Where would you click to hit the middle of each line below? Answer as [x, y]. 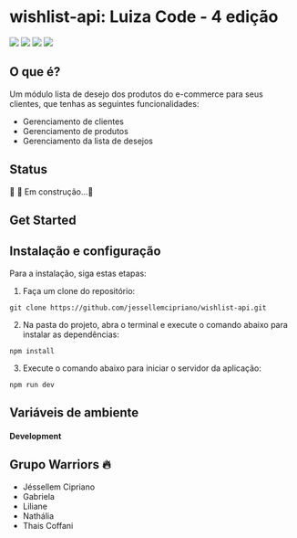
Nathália [38, 516]
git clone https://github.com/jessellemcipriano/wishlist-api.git [138, 308]
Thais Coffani [48, 525]
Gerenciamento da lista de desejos [87, 141]
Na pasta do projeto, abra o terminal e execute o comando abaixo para [155, 324]
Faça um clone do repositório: [79, 290]
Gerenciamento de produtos [76, 131]
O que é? [35, 72]
